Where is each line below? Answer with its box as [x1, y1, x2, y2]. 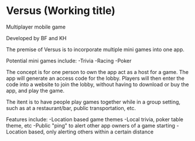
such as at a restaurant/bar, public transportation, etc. [6, 104, 136, 111]
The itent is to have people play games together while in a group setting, [6, 98, 180, 105]
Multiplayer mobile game [6, 23, 66, 30]
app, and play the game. [6, 87, 64, 94]
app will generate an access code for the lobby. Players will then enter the [6, 75, 184, 82]
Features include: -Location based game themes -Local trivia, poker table [6, 115, 183, 123]
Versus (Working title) [6, 4, 116, 17]
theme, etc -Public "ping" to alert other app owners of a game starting [6, 122, 176, 129]
